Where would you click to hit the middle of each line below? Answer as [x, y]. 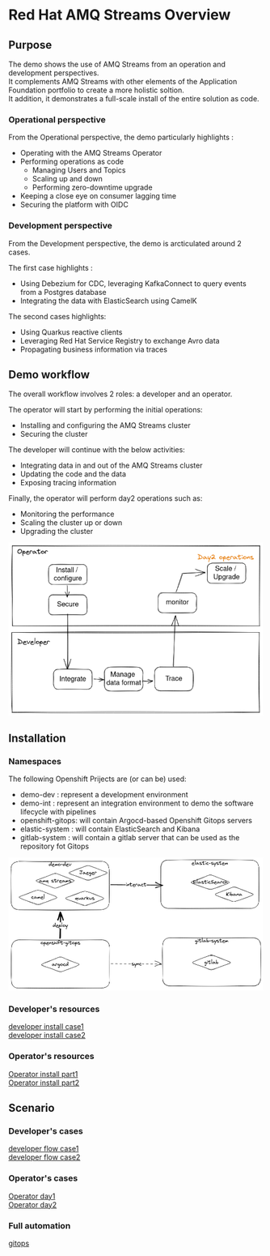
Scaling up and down [67, 179]
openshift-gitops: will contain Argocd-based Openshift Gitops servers [136, 821]
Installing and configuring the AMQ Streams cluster [105, 425]
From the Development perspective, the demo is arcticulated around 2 [125, 243]
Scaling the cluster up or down [71, 523]
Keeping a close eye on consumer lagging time [98, 196]
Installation [37, 739]
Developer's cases [46, 1130]
